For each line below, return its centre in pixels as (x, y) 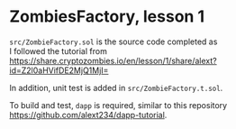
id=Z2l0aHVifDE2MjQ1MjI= (59, 70)
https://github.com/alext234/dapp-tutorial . (88, 115)
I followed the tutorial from (59, 51)
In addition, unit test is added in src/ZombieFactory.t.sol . (116, 88)
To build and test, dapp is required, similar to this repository (118, 105)
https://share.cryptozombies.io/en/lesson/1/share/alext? (113, 60)
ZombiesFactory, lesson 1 (107, 17)
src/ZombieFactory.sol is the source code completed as (113, 41)
